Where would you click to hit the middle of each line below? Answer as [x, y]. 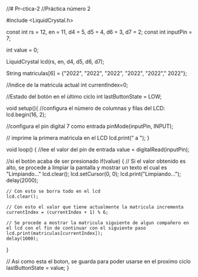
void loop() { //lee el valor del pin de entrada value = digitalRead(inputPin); [98, 149]
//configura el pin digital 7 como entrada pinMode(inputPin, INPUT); [90, 126]
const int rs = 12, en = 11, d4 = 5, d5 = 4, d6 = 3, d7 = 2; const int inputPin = [99, 32]
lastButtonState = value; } [38, 268]
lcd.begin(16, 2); [26, 114]
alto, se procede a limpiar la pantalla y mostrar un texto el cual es [87, 167]
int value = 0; [22, 50]
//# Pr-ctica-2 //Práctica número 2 [49, 9]
